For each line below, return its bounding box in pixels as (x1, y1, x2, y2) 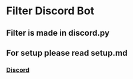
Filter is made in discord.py (6, 28, 110, 38)
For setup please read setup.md (6, 48, 128, 58)
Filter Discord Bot (6, 4, 95, 18)
